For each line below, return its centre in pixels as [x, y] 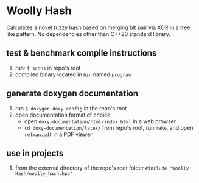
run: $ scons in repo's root [48, 68]
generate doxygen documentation [72, 94]
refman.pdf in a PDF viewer [58, 134]
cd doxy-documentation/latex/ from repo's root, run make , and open [109, 127]
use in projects [35, 153]
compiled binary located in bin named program [73, 74]
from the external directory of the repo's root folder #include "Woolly [102, 168]
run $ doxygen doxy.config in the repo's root [71, 108]
